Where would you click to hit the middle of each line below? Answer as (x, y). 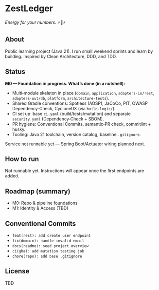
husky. (19, 129)
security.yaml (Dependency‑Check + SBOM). (58, 119)
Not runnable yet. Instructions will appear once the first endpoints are (75, 171)
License (17, 271)
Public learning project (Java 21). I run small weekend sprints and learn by (79, 51)
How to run (22, 159)
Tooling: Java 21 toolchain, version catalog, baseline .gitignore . (76, 134)
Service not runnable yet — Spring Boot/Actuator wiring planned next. (75, 144)
